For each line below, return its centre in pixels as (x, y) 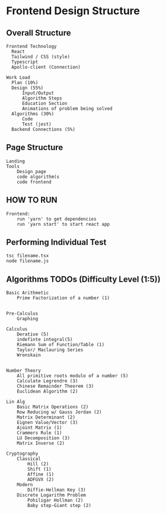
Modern (25, 485)
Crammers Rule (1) (39, 433)
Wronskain (29, 355)
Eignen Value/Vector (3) (47, 423)
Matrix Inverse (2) (41, 443)
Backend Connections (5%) (44, 129)
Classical (29, 459)
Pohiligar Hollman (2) (55, 500)
